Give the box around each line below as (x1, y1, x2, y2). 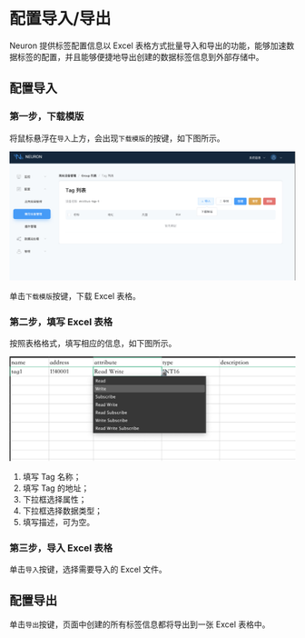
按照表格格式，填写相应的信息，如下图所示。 (9, 338, 177, 349)
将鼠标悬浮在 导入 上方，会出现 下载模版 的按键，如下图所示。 (9, 133, 225, 144)
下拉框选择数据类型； (22, 505, 103, 516)
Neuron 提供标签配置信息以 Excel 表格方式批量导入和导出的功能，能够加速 (9, 40, 287, 51)
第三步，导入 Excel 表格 (9, 542, 113, 554)
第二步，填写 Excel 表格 (9, 315, 113, 328)
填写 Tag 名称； (22, 471, 82, 482)
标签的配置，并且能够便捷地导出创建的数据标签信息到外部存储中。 (16, 51, 264, 62)
